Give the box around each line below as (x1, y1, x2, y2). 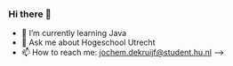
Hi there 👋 (8, 8, 52, 20)
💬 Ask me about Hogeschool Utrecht (20, 37, 156, 48)
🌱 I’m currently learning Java (20, 28, 127, 39)
